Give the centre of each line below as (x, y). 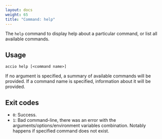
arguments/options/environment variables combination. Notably (79, 125)
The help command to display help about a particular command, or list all (82, 34)
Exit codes (22, 102)
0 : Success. (25, 115)
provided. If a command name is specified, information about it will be (78, 81)
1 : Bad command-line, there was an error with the (64, 120)
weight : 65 (17, 15)
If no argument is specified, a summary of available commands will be (78, 76)
